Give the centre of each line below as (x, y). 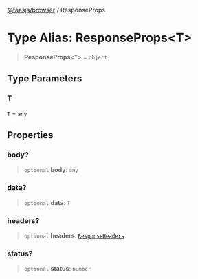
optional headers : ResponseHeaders (74, 235)
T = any (17, 113)
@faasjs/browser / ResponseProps (56, 10)
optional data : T (47, 202)
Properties (30, 135)
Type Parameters (45, 79)
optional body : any (51, 170)
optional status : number (57, 269)
